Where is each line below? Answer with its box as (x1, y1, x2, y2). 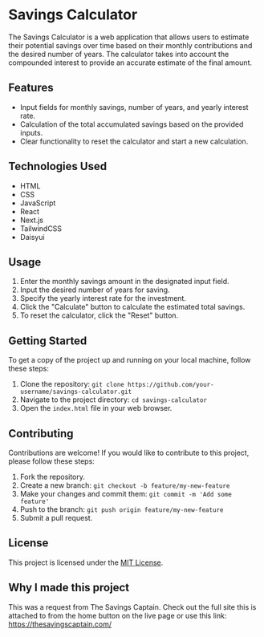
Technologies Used (8, 160, 107, 173)
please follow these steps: (8, 456, 95, 466)
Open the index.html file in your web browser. (19, 404, 173, 413)
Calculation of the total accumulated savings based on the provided (19, 119, 244, 129)
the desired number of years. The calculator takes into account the (8, 49, 229, 59)
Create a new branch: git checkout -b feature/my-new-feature (19, 481, 230, 490)
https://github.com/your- (127, 381, 214, 389)
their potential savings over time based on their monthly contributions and (8, 40, 253, 50)
